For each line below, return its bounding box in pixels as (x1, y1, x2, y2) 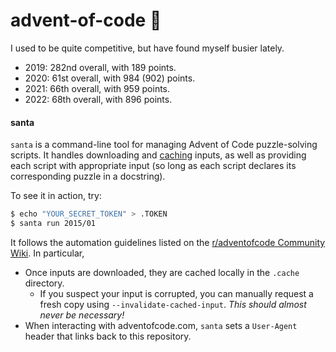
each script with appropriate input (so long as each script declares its (10, 160, 297, 172)
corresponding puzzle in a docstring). (10, 170, 166, 183)
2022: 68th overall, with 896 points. (24, 93, 173, 105)
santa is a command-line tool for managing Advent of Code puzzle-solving (10, 139, 318, 151)
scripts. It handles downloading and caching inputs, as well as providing (10, 149, 307, 161)
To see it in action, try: (10, 190, 102, 202)
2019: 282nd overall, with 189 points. (24, 61, 177, 73)
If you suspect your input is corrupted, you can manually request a (39, 287, 314, 299)
